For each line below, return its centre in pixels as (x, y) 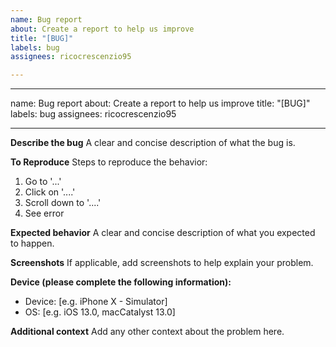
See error (44, 213)
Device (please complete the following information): (121, 282)
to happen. (32, 243)
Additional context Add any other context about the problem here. (147, 332)
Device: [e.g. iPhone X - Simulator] (96, 302)
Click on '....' (50, 192)
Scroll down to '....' (63, 203)
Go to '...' (43, 182)
